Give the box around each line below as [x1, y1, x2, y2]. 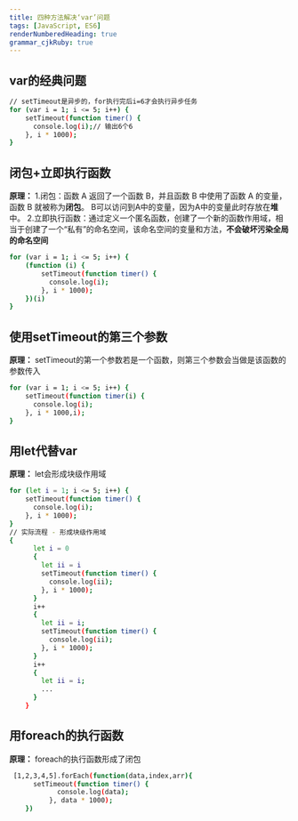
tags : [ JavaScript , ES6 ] [9, 21, 101, 30]
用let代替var [9, 443, 78, 458]
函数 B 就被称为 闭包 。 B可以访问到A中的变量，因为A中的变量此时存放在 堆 [9, 202, 278, 213]
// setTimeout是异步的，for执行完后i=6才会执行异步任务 [9, 97, 198, 107]
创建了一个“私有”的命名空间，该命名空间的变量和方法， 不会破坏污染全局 [24, 224, 289, 235]
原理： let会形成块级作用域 [9, 469, 107, 479]
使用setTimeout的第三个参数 [9, 329, 168, 344]
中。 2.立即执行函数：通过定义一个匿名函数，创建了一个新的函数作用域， [9, 213, 276, 223]
